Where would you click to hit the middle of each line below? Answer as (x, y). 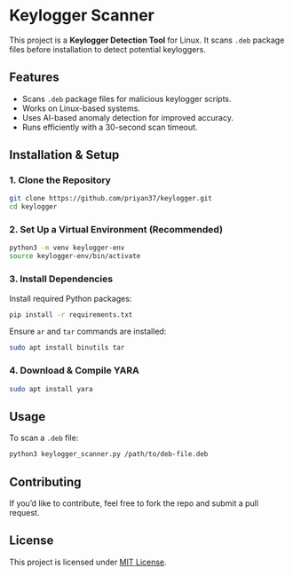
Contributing (45, 481)
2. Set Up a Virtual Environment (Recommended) (116, 230)
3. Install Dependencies (61, 279)
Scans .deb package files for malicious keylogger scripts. (127, 99)
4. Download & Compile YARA (74, 371)
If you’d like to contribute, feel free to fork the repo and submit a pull (134, 503)
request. (24, 512)
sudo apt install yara (51, 389)
